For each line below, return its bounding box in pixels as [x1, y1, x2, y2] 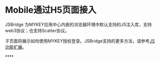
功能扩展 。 [5, 44, 27, 50]
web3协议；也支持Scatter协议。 [5, 27, 70, 33]
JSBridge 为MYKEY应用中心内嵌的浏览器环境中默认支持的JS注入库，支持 [5, 21, 152, 27]
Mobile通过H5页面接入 [5, 4, 97, 16]
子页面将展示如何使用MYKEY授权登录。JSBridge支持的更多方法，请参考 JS [5, 38, 155, 44]
